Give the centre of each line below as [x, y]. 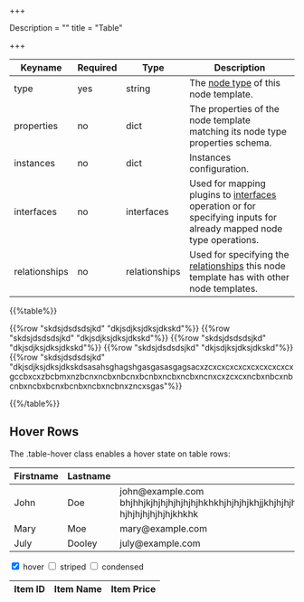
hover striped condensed [83, 567]
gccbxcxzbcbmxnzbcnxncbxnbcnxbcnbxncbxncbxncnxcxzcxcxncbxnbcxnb [152, 376]
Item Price [133, 588]
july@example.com [160, 543]
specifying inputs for [233, 217]
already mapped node [236, 229]
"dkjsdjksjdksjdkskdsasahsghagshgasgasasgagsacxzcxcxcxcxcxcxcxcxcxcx [152, 367]
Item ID [29, 588]
